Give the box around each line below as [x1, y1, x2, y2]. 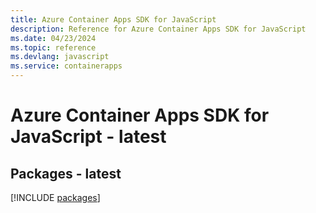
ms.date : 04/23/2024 [10, 33, 97, 43]
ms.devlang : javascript [10, 52, 110, 62]
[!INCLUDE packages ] [10, 192, 101, 203]
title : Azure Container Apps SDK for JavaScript [10, 14, 217, 25]
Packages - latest [10, 165, 122, 182]
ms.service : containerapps [10, 61, 123, 71]
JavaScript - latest [10, 126, 167, 148]
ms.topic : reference [10, 42, 97, 53]
